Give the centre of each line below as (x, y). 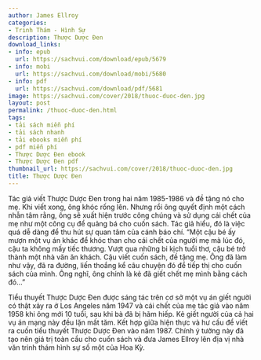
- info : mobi (29, 67)
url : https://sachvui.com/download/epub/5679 (91, 60)
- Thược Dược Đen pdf (43, 162)
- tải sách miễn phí (42, 125)
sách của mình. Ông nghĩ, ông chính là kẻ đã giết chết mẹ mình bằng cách (128, 274)
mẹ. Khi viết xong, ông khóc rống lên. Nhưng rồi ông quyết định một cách (127, 207)
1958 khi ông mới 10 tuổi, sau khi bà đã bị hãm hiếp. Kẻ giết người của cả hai (131, 314)
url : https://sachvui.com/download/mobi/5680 (91, 74)
